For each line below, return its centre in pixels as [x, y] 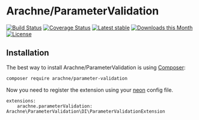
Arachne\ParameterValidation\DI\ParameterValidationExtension [86, 111]
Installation [28, 53]
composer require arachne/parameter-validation [67, 78]
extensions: [21, 101]
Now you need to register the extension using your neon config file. [90, 90]
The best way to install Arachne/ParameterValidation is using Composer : [96, 67]
